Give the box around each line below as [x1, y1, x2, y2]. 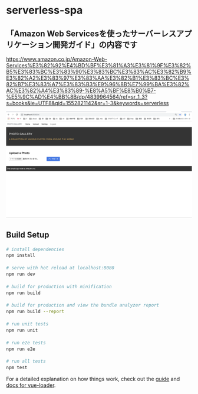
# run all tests [6, 359, 46, 364]
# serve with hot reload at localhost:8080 [6, 265, 115, 271]
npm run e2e [6, 346, 35, 352]
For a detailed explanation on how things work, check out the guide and [6, 376, 180, 382]
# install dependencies [6, 246, 65, 252]
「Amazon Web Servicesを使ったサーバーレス [6, 28, 177, 38]
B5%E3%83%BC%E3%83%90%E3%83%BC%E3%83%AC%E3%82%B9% [6, 69, 192, 75]
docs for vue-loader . [6, 382, 56, 389]
